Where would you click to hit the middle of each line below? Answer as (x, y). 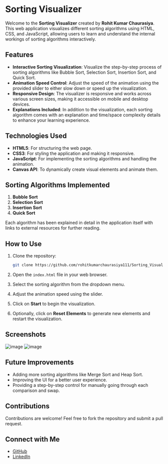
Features (19, 55)
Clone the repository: (34, 256)
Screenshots (26, 334)
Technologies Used (36, 136)
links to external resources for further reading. (53, 228)
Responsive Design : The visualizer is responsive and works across (82, 93)
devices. (21, 104)
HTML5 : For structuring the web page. (52, 148)
